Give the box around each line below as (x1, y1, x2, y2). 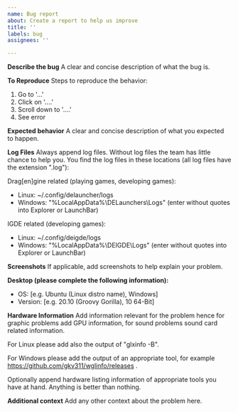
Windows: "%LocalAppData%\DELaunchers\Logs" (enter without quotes (17, 199, 231, 207)
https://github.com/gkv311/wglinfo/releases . (7, 361, 138, 370)
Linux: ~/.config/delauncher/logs (17, 191, 114, 199)
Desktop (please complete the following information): (7, 276, 169, 285)
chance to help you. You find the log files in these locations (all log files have (7, 156, 232, 164)
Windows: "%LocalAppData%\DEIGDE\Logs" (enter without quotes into (17, 241, 227, 250)
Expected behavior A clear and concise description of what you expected (7, 127, 225, 135)
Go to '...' (17, 90, 44, 99)
